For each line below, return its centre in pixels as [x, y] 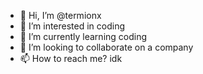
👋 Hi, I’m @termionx [60, 15]
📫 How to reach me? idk [71, 58]
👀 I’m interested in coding [72, 26]
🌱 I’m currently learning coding [83, 36]
